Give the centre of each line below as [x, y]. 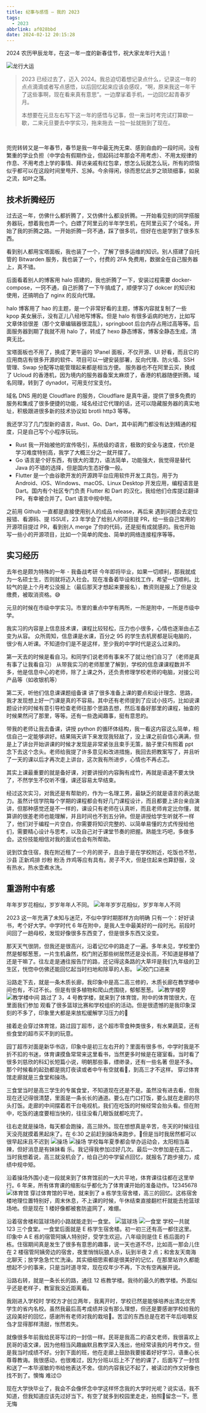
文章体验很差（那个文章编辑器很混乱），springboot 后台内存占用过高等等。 [100, 323]
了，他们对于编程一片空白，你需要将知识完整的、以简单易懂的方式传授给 [97, 824]
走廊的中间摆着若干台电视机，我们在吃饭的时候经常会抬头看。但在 [111, 1105]
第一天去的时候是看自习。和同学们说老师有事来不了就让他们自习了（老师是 [100, 656]
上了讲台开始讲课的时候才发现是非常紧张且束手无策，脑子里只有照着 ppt [102, 744]
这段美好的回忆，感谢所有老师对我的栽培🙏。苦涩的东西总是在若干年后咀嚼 [100, 1316]
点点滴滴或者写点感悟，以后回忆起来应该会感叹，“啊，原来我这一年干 [109, 87]
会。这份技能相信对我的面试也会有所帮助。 [60, 839]
